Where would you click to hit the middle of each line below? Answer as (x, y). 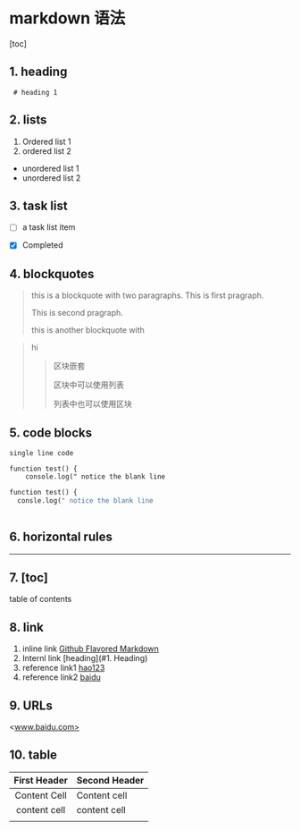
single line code (42, 454)
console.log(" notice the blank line (96, 477)
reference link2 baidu (61, 677)
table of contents (41, 599)
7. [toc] (29, 577)
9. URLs (31, 705)
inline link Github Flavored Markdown (90, 649)
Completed (42, 245)
